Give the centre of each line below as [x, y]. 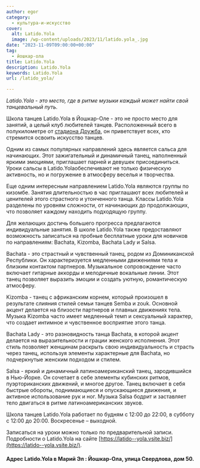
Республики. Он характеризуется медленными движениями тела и [92, 260]
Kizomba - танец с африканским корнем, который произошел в [87, 297]
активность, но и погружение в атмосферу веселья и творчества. [90, 175]
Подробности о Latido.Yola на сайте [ [53, 439]
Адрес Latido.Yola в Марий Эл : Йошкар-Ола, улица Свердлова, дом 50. [100, 458]
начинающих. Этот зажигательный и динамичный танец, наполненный [96, 155]
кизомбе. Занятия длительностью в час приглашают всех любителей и [97, 192]
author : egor [22, 12]
